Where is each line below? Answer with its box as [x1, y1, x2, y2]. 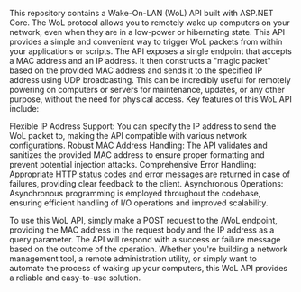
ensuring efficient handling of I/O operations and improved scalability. [9, 197, 269, 208]
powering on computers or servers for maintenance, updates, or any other [9, 85, 286, 95]
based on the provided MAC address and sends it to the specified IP [9, 65, 263, 76]
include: [9, 104, 40, 114]
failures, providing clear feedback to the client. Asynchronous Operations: [9, 178, 284, 188]
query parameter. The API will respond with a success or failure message [9, 234, 281, 244]
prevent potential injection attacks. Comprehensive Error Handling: [9, 160, 257, 169]
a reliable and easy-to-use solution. [9, 272, 141, 283]
